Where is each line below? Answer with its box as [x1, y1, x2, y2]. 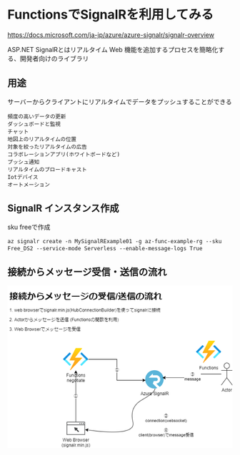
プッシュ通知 [7, 158, 40, 165]
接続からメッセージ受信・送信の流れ [7, 265, 167, 278]
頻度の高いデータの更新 [7, 113, 66, 120]
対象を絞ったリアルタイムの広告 [7, 143, 88, 150]
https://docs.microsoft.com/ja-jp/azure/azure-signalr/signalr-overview [7, 30, 214, 39]
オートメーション [7, 181, 50, 188]
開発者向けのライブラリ [19, 54, 89, 63]
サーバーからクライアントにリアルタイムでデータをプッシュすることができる [7, 97, 232, 106]
